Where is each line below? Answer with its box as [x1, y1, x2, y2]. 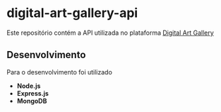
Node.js [16, 82, 41, 90]
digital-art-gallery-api [6, 5, 138, 21]
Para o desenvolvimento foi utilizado [6, 67, 112, 76]
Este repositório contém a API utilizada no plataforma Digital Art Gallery [6, 28, 215, 37]
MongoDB [16, 96, 47, 105]
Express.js [16, 89, 49, 97]
